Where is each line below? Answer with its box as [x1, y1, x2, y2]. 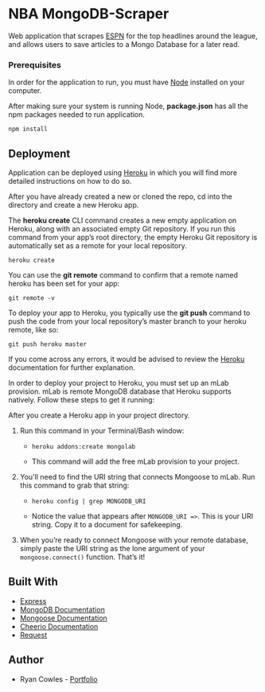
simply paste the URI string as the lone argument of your [19, 544, 205, 554]
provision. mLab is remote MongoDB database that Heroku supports [8, 387, 232, 396]
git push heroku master [8, 340, 88, 348]
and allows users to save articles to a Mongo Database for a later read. [8, 39, 240, 49]
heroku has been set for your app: [8, 279, 120, 289]
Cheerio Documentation [19, 621, 99, 631]
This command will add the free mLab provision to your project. [31, 457, 240, 466]
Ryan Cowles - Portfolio [19, 674, 98, 684]
